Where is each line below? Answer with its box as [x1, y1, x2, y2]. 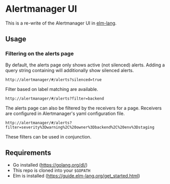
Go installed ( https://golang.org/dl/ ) [12, 162, 88, 168]
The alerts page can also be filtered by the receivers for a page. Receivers [5, 105, 162, 111]
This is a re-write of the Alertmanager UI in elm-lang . [5, 20, 117, 26]
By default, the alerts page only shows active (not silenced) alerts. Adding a [5, 62, 165, 68]
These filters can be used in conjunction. [5, 133, 92, 140]
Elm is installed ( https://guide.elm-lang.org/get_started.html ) [12, 173, 140, 179]
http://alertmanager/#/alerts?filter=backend [5, 96, 104, 101]
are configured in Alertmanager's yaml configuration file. [5, 110, 125, 117]
